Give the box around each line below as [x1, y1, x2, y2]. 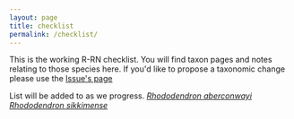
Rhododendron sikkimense [9, 100, 108, 111]
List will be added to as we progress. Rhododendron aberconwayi [9, 90, 253, 101]
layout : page [9, 13, 58, 22]
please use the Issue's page [9, 73, 113, 84]
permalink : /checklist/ [9, 30, 99, 38]
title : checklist [9, 21, 74, 30]
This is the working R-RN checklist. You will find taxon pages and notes [9, 55, 272, 65]
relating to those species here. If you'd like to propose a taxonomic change [9, 64, 285, 74]
